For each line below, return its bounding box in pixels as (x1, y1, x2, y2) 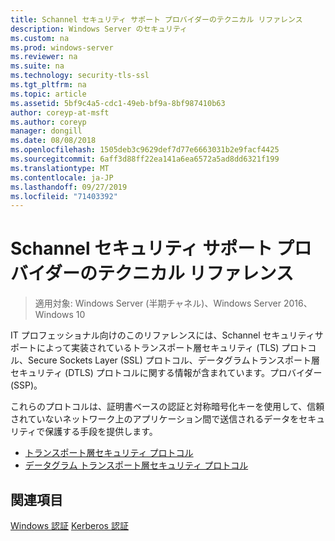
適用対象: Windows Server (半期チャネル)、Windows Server (34, 297, 282, 310)
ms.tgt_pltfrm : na (10, 80, 87, 90)
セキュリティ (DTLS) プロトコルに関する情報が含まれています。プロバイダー (10, 367, 323, 379)
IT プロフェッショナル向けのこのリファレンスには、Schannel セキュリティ (10, 329, 315, 341)
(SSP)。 (10, 379, 43, 391)
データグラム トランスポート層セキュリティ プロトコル (24, 459, 249, 471)
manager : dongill (10, 126, 83, 136)
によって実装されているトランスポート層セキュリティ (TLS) (36, 342, 280, 354)
